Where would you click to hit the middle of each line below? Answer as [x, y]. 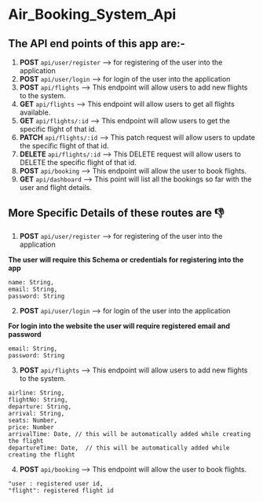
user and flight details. [56, 187]
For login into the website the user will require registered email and [119, 326]
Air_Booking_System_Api [92, 15]
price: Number [31, 427]
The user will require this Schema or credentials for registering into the [126, 259]
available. [35, 112]
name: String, [31, 282]
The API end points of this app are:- [97, 44]
